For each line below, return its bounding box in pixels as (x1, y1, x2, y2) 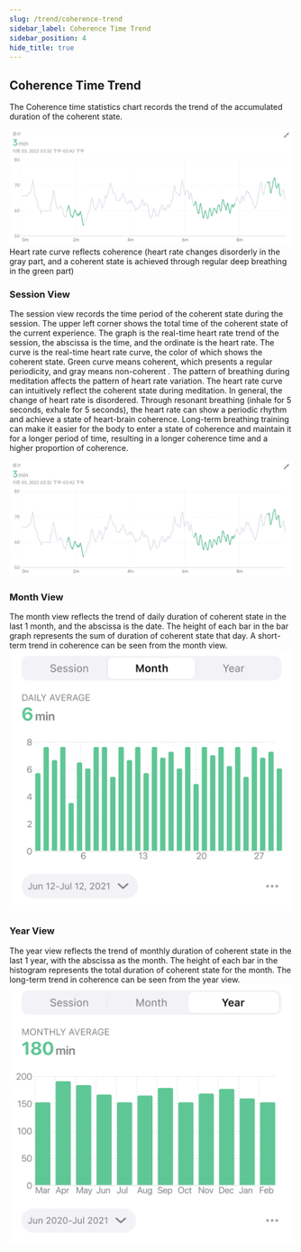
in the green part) (9, 265, 75, 276)
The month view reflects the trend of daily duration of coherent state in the (9, 612, 287, 622)
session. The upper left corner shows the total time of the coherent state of (9, 318, 288, 329)
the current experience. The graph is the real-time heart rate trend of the (9, 327, 279, 338)
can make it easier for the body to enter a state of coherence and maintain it (9, 424, 292, 435)
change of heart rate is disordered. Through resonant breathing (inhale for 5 (9, 395, 292, 406)
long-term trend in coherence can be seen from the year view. (9, 974, 241, 985)
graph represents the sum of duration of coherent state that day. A (9, 631, 257, 641)
